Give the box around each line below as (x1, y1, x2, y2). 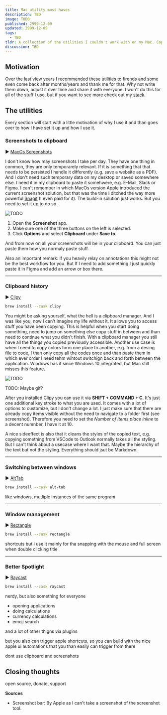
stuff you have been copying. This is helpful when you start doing (5, 323, 140, 329)
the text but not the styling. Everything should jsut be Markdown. (5, 446, 138, 452)
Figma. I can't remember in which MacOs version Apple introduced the (5, 185, 150, 191)
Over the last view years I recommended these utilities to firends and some (5, 76, 159, 82)
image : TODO (5, 16, 30, 21)
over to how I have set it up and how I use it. (5, 125, 95, 131)
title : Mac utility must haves (5, 7, 70, 12)
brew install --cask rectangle (5, 532, 70, 537)
